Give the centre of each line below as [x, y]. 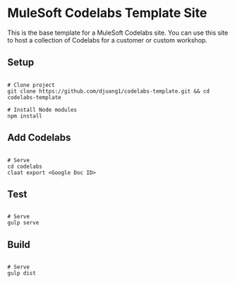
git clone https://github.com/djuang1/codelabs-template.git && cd [109, 91]
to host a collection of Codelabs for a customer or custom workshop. [108, 40]
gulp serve [23, 223]
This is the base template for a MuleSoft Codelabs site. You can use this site [118, 33]
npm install [25, 116]
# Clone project [31, 85]
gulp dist [22, 273]
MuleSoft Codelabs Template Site [107, 13]
